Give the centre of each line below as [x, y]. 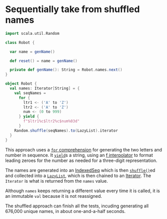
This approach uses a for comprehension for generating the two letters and [84, 149]
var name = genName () [32, 51]
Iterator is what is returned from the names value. [57, 181]
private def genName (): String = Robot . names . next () [66, 70]
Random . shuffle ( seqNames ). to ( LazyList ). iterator [66, 130]
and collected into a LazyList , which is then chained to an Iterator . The [78, 176]
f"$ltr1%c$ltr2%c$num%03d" [52, 121]
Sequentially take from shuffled [72, 9]
